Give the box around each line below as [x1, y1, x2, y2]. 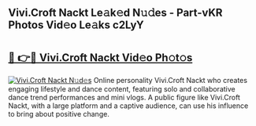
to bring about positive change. [8, 110, 110, 118]
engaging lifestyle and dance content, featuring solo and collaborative [8, 85, 236, 93]
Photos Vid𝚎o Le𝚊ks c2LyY [8, 19, 144, 32]
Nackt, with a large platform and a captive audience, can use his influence [8, 101, 249, 110]
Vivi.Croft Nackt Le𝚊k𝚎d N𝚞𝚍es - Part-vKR [8, 6, 223, 20]
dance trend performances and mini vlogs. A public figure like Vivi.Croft [8, 93, 240, 102]
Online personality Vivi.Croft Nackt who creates [93, 76, 248, 85]
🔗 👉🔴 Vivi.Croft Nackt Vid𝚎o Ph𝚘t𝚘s [8, 51, 193, 64]
